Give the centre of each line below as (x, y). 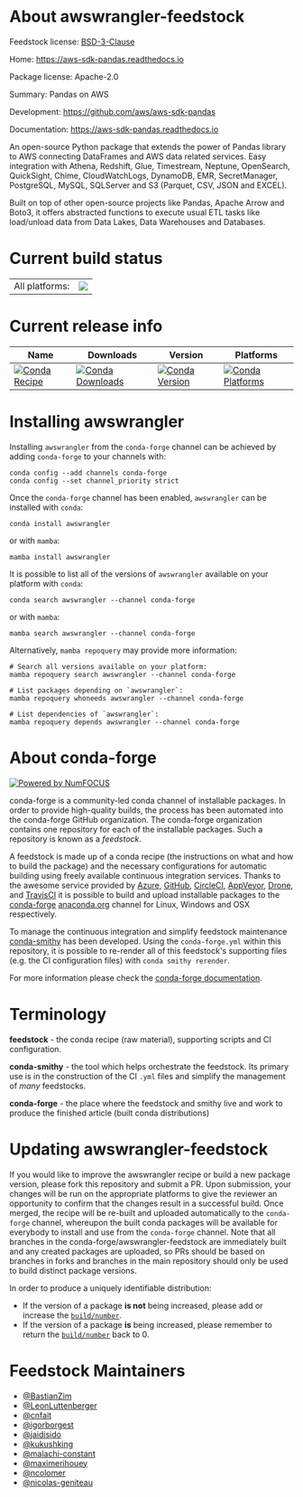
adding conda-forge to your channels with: (88, 456)
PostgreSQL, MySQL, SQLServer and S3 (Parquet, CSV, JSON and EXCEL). (148, 185)
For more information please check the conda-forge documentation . (136, 977)
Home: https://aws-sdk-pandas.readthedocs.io (97, 59)
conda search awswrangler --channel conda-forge (102, 600)
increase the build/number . (72, 1315)
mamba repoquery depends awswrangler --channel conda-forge (125, 722)
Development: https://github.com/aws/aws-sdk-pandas (113, 111)
